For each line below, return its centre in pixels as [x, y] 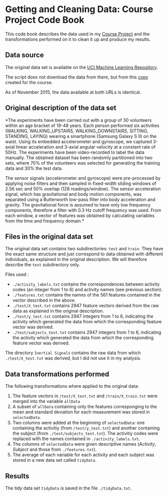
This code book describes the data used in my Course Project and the [77, 34]
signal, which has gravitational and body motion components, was [73, 194]
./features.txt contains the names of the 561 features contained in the [86, 295]
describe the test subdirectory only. [43, 265]
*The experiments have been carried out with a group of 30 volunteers [78, 120]
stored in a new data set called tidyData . [54, 460]
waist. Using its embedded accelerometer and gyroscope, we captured [78, 141]
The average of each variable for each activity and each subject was [83, 455]
